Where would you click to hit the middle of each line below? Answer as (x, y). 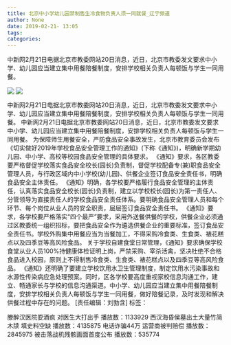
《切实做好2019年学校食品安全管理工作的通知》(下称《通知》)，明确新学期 (111, 148)
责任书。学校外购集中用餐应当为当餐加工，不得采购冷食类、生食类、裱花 (115, 234)
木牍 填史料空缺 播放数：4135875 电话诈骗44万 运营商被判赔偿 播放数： (109, 326)
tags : (15, 33)
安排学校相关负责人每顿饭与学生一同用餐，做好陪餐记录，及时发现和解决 (121, 294)
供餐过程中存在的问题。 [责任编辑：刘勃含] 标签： (77, 302)
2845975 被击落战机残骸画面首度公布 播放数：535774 (84, 335)
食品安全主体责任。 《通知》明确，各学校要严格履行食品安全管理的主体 (107, 182)
